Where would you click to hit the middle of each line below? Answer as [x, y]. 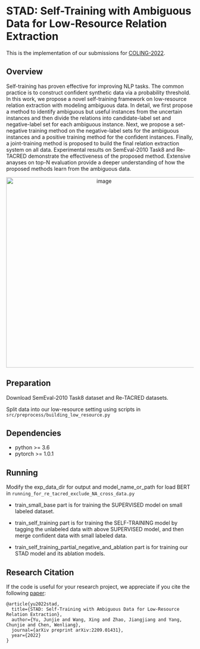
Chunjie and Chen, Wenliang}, [44, 625]
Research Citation [40, 572]
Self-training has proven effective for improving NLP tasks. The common [95, 86]
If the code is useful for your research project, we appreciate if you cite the [98, 587]
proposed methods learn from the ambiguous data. [69, 169]
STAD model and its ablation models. [60, 553]
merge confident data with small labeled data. [71, 535]
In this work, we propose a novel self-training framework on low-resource [96, 99]
